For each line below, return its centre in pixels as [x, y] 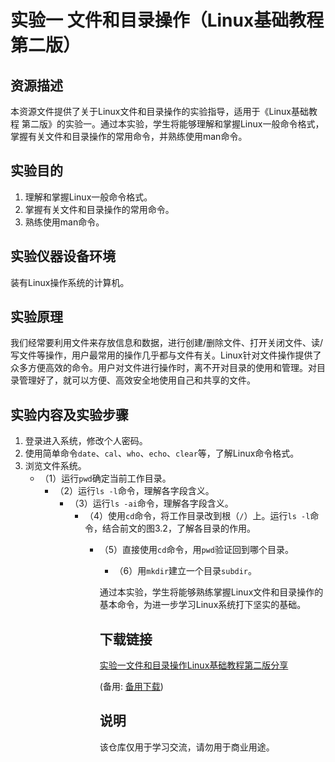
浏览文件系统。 [55, 466]
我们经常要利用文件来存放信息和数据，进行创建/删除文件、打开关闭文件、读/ [167, 343]
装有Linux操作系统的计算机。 [70, 282]
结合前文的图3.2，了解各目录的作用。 [178, 528]
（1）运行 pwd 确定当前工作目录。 [105, 478]
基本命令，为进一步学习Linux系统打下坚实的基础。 [203, 605]
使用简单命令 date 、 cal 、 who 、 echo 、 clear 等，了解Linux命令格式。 [162, 453]
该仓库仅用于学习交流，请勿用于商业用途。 [187, 747]
